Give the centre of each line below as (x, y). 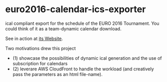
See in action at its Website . (34, 38)
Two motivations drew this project (40, 48)
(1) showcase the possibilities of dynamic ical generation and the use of (87, 58)
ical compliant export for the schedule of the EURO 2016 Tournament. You (82, 23)
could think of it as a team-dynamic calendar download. (63, 28)
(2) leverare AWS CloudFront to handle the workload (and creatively (83, 69)
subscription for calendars (40, 63)
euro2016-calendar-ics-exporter (75, 9)
